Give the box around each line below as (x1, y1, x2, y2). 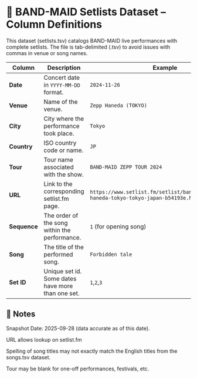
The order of (43, 211, 79, 220)
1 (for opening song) (90, 222, 147, 231)
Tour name (43, 156, 73, 164)
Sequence (9, 222, 38, 231)
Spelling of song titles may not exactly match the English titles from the (6, 347, 178, 355)
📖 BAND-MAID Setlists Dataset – (6, 5, 166, 19)
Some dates (43, 274, 77, 282)
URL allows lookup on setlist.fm (6, 336, 82, 343)
